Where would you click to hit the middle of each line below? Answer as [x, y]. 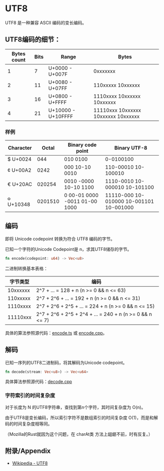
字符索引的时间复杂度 [30, 396]
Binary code [82, 145]
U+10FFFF [61, 116]
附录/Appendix [28, 451]
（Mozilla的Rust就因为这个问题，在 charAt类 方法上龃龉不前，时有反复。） [79, 434]
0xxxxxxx [104, 71]
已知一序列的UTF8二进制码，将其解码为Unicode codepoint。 [66, 362]
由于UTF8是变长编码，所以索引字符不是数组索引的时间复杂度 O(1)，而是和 [79, 417]
